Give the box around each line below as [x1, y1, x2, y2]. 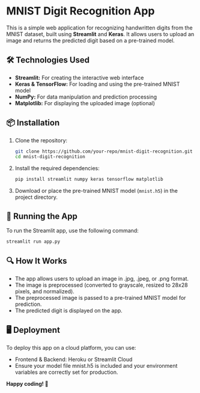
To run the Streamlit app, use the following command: [6, 227, 139, 234]
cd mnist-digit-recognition [14, 154, 85, 160]
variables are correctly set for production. [14, 368, 118, 376]
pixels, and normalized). [14, 287, 75, 295]
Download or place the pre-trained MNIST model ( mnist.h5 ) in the [14, 187, 178, 195]
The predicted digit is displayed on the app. [14, 306, 123, 314]
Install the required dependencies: [14, 165, 100, 172]
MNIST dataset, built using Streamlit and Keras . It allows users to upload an [6, 30, 195, 37]
